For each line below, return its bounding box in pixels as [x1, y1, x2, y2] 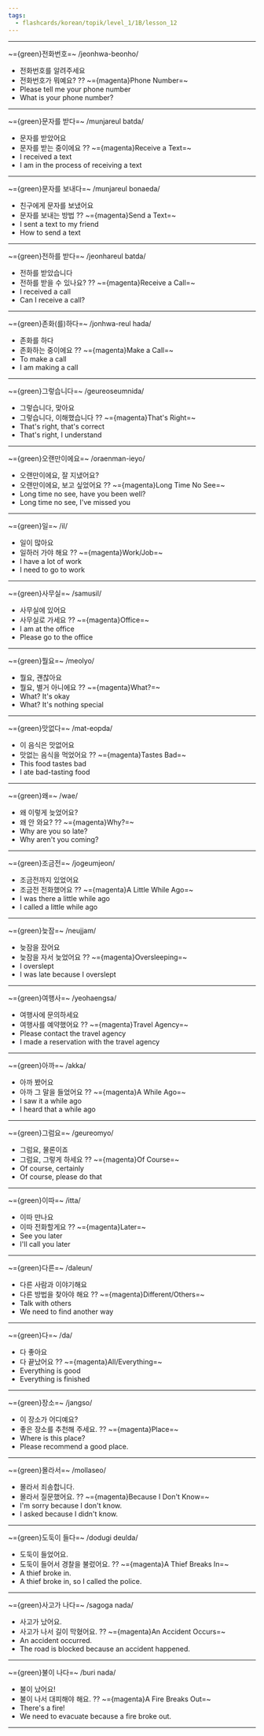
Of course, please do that [19, 1171, 102, 1181]
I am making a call [19, 362, 79, 372]
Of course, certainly [19, 1163, 85, 1173]
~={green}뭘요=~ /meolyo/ [8, 655, 95, 666]
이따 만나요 [19, 1212, 54, 1222]
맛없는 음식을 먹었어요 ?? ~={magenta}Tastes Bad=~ [19, 750, 187, 759]
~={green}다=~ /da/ [8, 1330, 73, 1340]
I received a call [19, 287, 71, 296]
